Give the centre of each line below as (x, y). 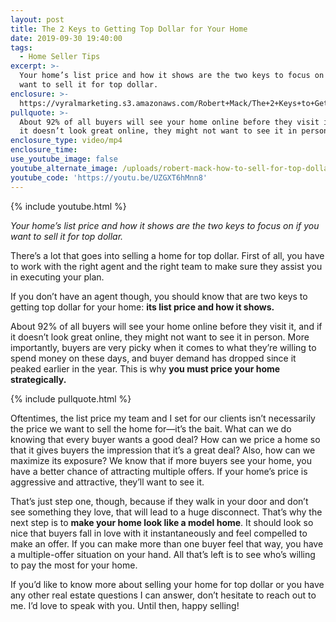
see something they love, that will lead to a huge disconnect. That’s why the (166, 512)
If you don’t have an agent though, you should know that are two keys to (159, 296)
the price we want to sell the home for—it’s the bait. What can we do (151, 428)
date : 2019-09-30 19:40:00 (66, 38)
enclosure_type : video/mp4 (66, 141)
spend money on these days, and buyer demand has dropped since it (153, 358)
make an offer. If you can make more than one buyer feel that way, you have (167, 543)
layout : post (37, 19)
